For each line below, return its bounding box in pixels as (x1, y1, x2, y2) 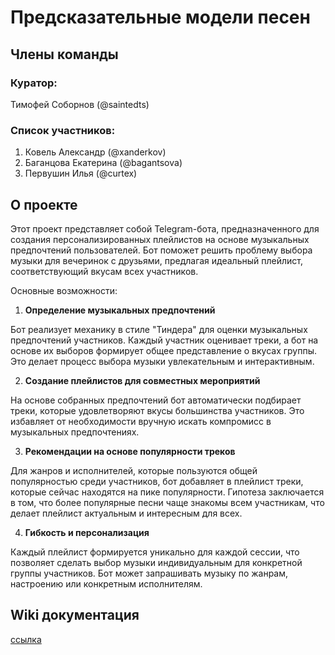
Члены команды (10, 46, 119, 63)
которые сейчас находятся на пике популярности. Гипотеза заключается (10, 486, 325, 498)
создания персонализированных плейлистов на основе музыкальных (10, 233, 310, 245)
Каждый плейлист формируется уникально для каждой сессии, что (10, 546, 300, 558)
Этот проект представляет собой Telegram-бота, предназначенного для (10, 222, 320, 235)
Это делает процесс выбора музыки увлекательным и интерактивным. (10, 355, 315, 367)
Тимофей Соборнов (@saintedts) (10, 98, 150, 110)
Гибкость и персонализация (24, 526, 150, 538)
